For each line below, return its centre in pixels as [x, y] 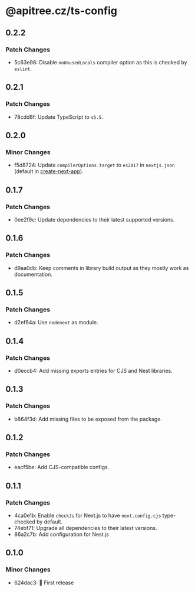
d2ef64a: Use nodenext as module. [56, 323]
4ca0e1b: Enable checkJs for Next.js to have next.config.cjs [87, 516]
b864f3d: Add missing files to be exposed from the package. [88, 419]
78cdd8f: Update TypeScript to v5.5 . [59, 117]
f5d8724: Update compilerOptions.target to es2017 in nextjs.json [94, 165]
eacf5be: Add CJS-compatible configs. [62, 467]
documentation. [33, 274]
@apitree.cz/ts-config [62, 11]
